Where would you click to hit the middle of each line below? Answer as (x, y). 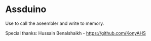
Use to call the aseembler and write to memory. (55, 23)
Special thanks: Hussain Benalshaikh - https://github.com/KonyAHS (75, 33)
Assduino (26, 9)
